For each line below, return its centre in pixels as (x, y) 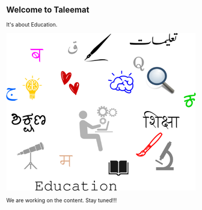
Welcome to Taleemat (48, 10)
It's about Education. (32, 24)
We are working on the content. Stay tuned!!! (62, 200)
